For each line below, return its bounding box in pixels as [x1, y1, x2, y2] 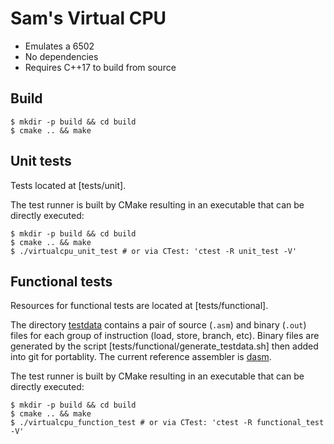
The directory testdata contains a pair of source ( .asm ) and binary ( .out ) [10, 319, 307, 331]
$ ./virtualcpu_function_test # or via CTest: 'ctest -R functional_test [10, 418, 325, 428]
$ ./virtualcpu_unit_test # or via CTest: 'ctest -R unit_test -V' [10, 246, 298, 256]
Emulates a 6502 [24, 40, 95, 52]
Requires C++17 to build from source [24, 61, 177, 73]
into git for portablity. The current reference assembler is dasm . [10, 351, 272, 363]
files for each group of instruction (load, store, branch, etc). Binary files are [10, 330, 320, 342]
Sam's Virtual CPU [10, 7, 167, 30]
